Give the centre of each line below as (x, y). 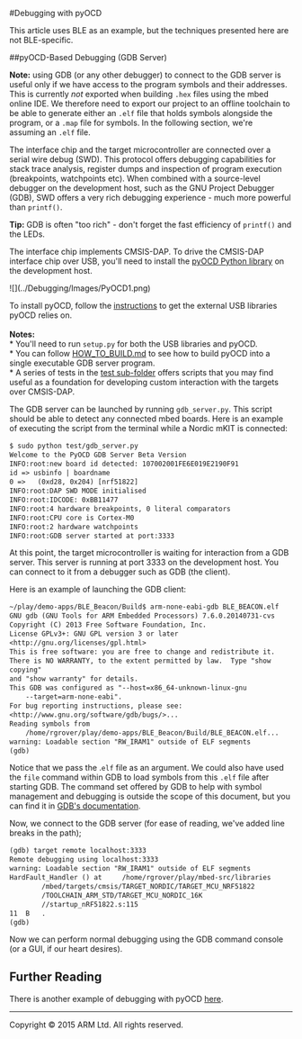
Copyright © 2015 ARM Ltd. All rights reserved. (97, 1025)
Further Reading (56, 977)
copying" (26, 670)
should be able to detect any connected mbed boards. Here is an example (147, 419)
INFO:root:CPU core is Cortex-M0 (72, 518)
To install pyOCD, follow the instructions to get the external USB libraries (143, 306)
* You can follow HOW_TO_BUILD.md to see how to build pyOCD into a (140, 353)
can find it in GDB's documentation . (75, 806)
